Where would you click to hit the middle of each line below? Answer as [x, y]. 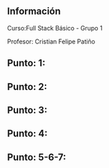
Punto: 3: [27, 110]
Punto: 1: [27, 63]
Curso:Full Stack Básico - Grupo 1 [55, 28]
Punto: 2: [27, 87]
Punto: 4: [28, 134]
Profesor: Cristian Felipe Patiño [51, 41]
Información [34, 11]
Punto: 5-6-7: [37, 157]
